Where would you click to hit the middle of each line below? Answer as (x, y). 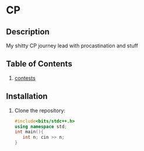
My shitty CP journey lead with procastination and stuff (72, 45)
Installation (27, 96)
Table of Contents (39, 64)
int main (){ (29, 132)
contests (25, 78)
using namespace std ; (41, 127)
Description (28, 32)
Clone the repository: (40, 110)
